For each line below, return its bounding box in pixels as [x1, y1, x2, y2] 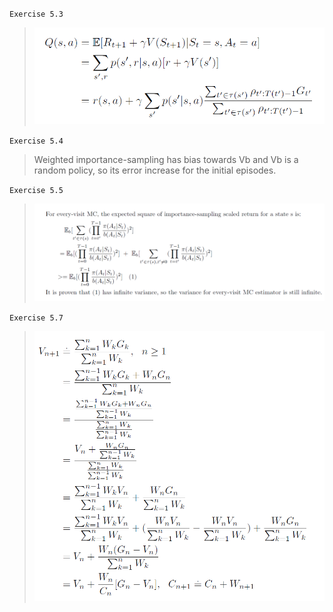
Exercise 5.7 [9, 313, 64, 323]
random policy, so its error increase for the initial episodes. [33, 164, 277, 177]
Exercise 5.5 [9, 186, 64, 196]
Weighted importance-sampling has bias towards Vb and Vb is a [33, 154, 299, 166]
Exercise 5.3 [9, 9, 64, 19]
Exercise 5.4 [9, 136, 64, 147]
